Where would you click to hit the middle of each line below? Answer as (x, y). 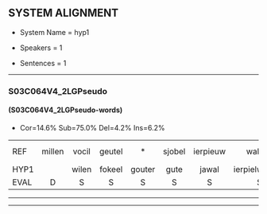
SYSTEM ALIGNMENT (64, 13)
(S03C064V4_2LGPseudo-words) (66, 110)
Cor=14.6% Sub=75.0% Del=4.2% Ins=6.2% (92, 127)
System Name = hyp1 (54, 32)
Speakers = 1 (41, 48)
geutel (111, 151)
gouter (143, 169)
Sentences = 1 (43, 63)
